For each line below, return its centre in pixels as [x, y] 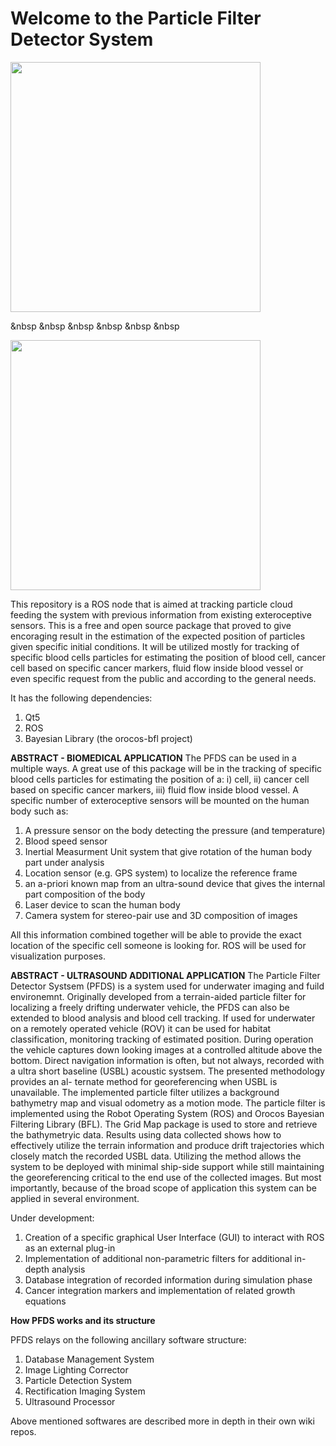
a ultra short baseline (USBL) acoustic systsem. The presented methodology [168, 1071]
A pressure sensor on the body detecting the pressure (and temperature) [175, 830]
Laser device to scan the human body [102, 904]
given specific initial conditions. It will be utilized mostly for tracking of [155, 646]
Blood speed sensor [66, 841]
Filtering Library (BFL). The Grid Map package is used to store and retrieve [164, 1124]
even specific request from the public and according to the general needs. [163, 678]
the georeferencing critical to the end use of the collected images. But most [166, 1177]
